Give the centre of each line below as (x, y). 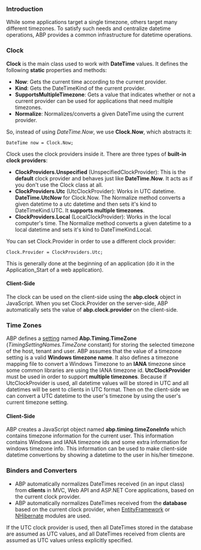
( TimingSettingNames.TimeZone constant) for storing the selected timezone (100, 345)
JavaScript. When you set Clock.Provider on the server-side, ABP (87, 303)
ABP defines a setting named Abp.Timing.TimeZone (71, 338)
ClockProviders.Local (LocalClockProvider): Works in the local (93, 217)
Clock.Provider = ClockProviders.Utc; (55, 252)
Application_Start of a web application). (55, 270)
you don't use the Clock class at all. (59, 185)
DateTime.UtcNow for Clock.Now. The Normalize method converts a (100, 197)
